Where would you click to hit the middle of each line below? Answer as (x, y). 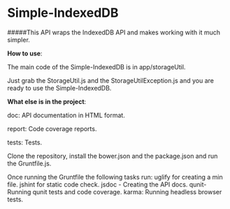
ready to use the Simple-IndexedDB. (59, 88)
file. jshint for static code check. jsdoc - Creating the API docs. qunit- (107, 184)
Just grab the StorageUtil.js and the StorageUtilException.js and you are (111, 80)
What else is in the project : (47, 101)
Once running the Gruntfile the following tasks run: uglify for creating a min (115, 177)
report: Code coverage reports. (52, 128)
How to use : (25, 53)
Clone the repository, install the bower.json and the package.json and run (113, 156)
